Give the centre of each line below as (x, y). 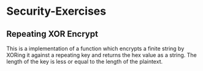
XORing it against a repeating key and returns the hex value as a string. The (102, 55)
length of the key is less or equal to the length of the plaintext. (85, 62)
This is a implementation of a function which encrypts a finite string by (95, 48)
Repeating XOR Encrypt (52, 34)
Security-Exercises (56, 11)
